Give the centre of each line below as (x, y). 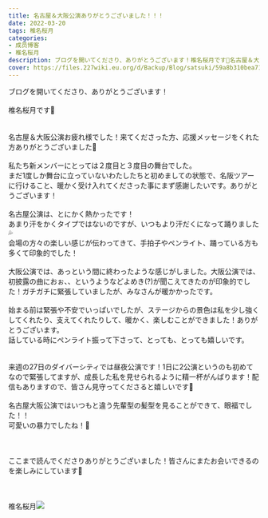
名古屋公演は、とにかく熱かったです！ (71, 213)
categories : (28, 38)
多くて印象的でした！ (43, 253)
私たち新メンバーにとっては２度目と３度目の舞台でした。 (102, 165)
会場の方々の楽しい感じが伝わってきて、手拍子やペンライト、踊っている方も (134, 243)
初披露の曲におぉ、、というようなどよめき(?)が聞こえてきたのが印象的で (126, 281)
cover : (19, 68)
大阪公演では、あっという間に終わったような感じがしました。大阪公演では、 (134, 271)
